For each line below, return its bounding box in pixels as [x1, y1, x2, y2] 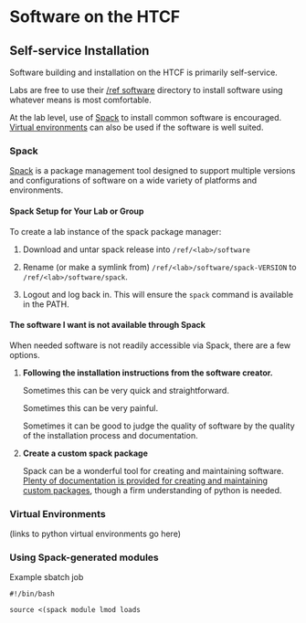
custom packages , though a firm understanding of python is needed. [22, 484, 282, 495]
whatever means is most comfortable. [9, 94, 153, 105]
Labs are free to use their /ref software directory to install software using [9, 85, 283, 95]
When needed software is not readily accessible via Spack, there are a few [9, 340, 290, 351]
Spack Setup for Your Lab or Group [9, 206, 144, 216]
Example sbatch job [9, 572, 84, 583]
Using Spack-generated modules [9, 551, 159, 564]
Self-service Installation [9, 43, 150, 58]
